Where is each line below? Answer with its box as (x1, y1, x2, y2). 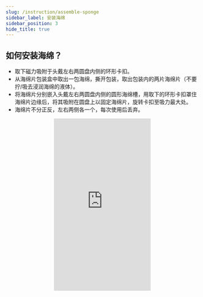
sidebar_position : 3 (6, 20, 59, 26)
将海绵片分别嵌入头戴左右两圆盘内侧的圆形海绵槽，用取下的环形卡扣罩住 (14, 91, 197, 98)
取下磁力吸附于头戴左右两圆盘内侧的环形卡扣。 (14, 68, 133, 75)
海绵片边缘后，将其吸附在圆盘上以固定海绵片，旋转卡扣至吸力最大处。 (14, 99, 192, 106)
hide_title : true (6, 26, 50, 32)
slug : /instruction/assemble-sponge (6, 9, 99, 15)
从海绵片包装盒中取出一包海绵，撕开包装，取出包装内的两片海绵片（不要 (14, 75, 197, 83)
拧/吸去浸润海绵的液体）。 (14, 83, 79, 91)
